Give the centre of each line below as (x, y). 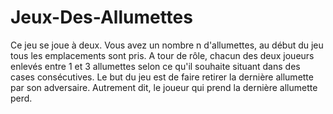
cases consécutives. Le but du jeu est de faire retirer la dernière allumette (162, 77)
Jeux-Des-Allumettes (101, 17)
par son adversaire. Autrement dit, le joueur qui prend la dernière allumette (164, 87)
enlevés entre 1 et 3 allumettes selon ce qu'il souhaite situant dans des (155, 66)
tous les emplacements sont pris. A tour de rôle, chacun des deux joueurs (162, 55)
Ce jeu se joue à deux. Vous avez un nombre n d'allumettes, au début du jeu (167, 45)
